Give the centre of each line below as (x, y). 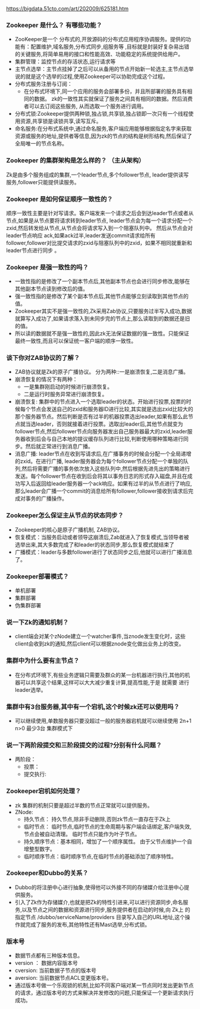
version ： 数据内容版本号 (46, 963)
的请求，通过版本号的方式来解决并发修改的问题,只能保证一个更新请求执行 (104, 993)
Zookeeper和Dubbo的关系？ (47, 873)
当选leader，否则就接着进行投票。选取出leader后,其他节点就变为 (104, 424)
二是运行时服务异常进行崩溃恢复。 (65, 394)
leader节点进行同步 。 (33, 250)
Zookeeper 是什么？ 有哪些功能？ (54, 25)
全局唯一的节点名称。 (41, 144)
